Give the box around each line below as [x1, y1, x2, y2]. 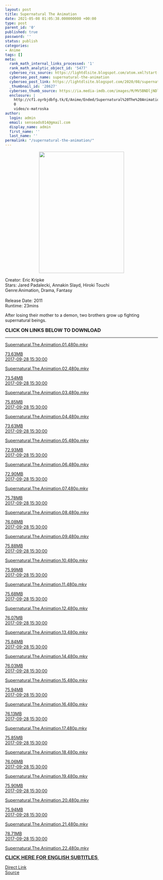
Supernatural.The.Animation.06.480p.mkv [5, 462, 89, 467]
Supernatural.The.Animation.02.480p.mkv [5, 366, 89, 372]
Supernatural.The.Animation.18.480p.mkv [5, 749, 88, 755]
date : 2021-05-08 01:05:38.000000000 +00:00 [5, 16, 97, 21]
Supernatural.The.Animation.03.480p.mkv [5, 389, 89, 395]
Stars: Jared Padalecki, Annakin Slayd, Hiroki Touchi [5, 282, 110, 288]
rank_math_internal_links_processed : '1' [9, 61, 95, 66]
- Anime [5, 48, 21, 52]
